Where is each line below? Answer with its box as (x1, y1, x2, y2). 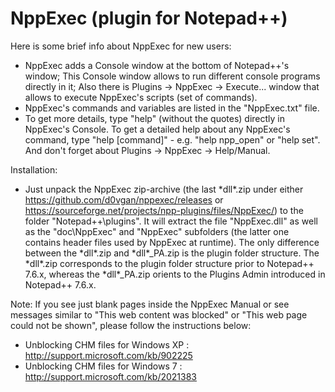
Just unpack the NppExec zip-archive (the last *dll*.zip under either (24, 183, 304, 195)
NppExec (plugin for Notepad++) (10, 7, 288, 30)
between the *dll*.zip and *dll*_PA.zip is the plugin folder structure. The (24, 247, 320, 259)
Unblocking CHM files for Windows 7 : (24, 360, 183, 372)
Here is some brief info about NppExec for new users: (10, 40, 232, 52)
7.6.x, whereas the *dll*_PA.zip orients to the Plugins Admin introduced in (24, 268, 326, 280)
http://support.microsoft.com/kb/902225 (24, 349, 193, 361)
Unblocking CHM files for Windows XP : (24, 338, 190, 351)
